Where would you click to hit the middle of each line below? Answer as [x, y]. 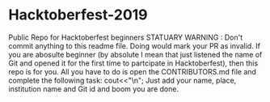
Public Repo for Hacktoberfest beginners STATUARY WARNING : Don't [126, 37]
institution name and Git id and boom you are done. [94, 89]
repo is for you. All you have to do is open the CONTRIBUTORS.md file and [133, 71]
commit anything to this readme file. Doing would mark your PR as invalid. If [135, 45]
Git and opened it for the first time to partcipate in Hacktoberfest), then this [133, 63]
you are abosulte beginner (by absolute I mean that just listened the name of [135, 54]
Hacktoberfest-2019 [78, 15]
